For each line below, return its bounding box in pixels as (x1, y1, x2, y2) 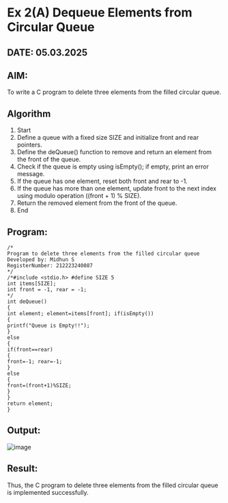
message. (16, 170, 45, 178)
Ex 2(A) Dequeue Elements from (7, 5, 193, 21)
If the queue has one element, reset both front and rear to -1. (16, 177, 188, 186)
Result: (7, 463, 38, 474)
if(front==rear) (7, 346, 53, 354)
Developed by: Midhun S (7, 256, 75, 263)
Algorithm (7, 108, 51, 119)
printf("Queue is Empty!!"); (7, 322, 90, 330)
